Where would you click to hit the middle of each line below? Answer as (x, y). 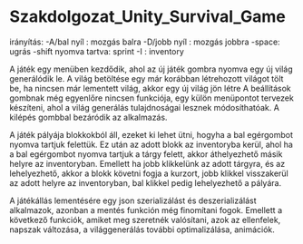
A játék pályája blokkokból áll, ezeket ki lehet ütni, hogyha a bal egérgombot (151, 134)
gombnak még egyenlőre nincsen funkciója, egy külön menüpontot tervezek (152, 98)
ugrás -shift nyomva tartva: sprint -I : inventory (97, 51)
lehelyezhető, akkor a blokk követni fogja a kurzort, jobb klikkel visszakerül (149, 173)
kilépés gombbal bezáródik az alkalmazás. (88, 117)
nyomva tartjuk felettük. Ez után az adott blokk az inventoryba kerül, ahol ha (151, 144)
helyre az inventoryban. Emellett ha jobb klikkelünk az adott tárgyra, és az (147, 163)
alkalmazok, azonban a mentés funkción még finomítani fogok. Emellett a (146, 210)
